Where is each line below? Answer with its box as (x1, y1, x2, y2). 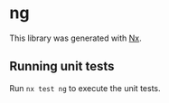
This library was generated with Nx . (9, 33, 142, 43)
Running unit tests (9, 59, 115, 74)
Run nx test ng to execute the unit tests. (9, 82, 161, 93)
